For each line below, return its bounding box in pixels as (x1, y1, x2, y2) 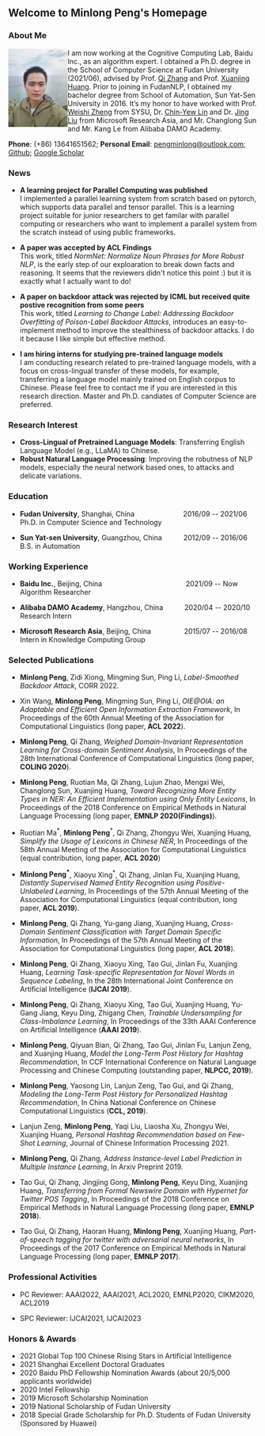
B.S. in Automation (19, 541, 81, 550)
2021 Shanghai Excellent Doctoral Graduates (19, 1360, 165, 1369)
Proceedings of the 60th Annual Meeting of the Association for (19, 713, 225, 723)
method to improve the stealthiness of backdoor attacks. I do (55, 325, 255, 335)
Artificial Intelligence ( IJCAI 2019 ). (19, 985, 132, 994)
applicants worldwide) (19, 1377, 93, 1386)
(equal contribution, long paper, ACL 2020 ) (19, 853, 161, 863)
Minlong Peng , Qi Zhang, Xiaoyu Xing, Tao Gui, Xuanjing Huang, (19, 1000, 230, 1009)
